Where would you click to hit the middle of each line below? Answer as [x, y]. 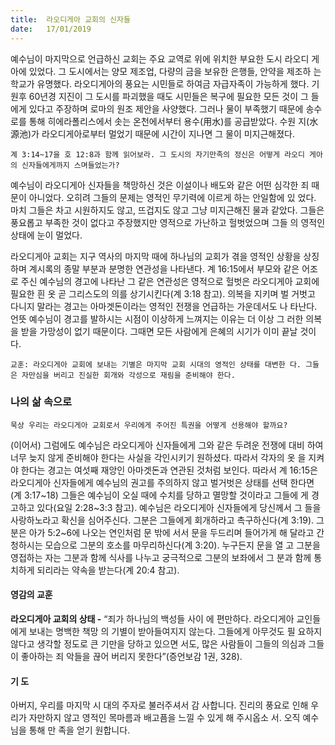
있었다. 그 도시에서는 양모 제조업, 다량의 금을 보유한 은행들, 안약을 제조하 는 [175, 71]
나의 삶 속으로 [41, 402]
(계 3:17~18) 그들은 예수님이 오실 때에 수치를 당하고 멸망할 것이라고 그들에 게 [159, 495]
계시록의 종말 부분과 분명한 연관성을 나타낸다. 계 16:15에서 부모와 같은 [164, 268]
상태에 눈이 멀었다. [46, 235]
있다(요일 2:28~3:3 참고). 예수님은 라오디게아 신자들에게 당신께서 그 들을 [179, 507]
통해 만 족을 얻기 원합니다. [79, 730]
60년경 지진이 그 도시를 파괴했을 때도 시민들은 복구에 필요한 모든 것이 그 [168, 96]
